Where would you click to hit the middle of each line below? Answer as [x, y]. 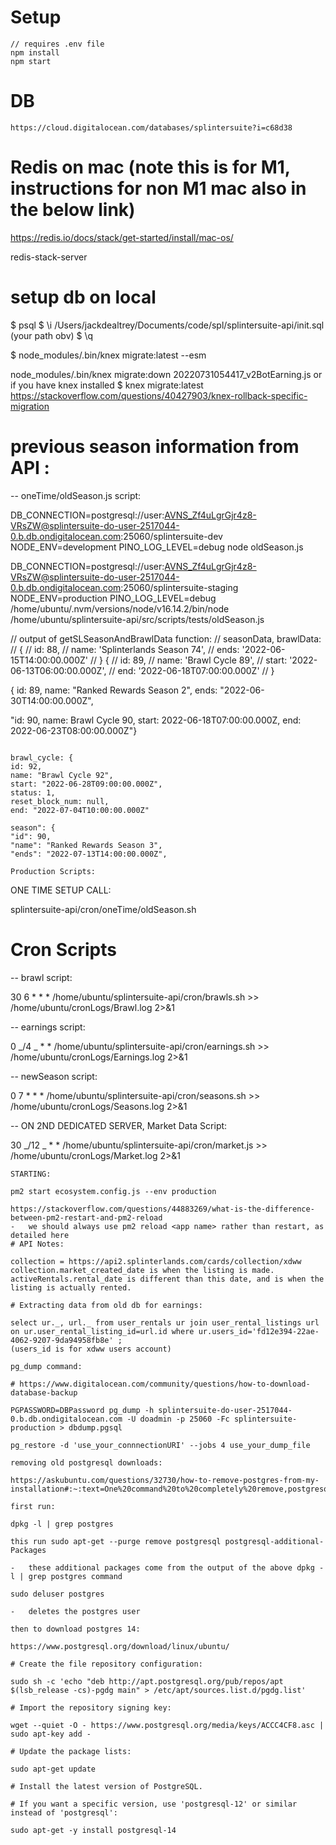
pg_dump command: [46, 1366]
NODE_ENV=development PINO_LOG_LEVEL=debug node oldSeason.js [157, 547]
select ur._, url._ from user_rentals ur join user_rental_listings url [165, 1322]
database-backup [44, 1392]
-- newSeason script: [54, 1076]
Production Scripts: [53, 871]
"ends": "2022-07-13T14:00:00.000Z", [89, 854]
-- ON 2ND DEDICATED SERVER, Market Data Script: [119, 1125]
